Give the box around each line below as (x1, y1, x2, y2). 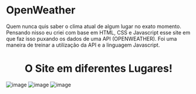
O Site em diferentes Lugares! (24, 62, 173, 75)
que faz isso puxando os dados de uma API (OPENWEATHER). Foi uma (6, 35, 177, 42)
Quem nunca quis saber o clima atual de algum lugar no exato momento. (6, 23, 182, 30)
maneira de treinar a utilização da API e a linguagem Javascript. (6, 41, 160, 48)
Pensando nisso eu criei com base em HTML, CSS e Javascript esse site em (6, 29, 191, 36)
